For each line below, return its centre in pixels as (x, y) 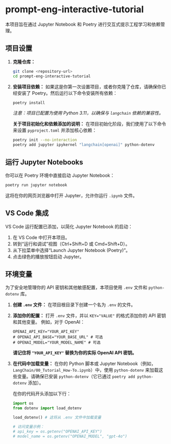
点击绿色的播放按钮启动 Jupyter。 (48, 257)
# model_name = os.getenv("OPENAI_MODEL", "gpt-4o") (70, 436)
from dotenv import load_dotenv (47, 408)
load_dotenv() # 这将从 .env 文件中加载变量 (57, 418)
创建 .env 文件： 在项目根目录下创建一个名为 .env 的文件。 (74, 305)
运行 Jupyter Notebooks (44, 162)
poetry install (29, 103)
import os (23, 404)
